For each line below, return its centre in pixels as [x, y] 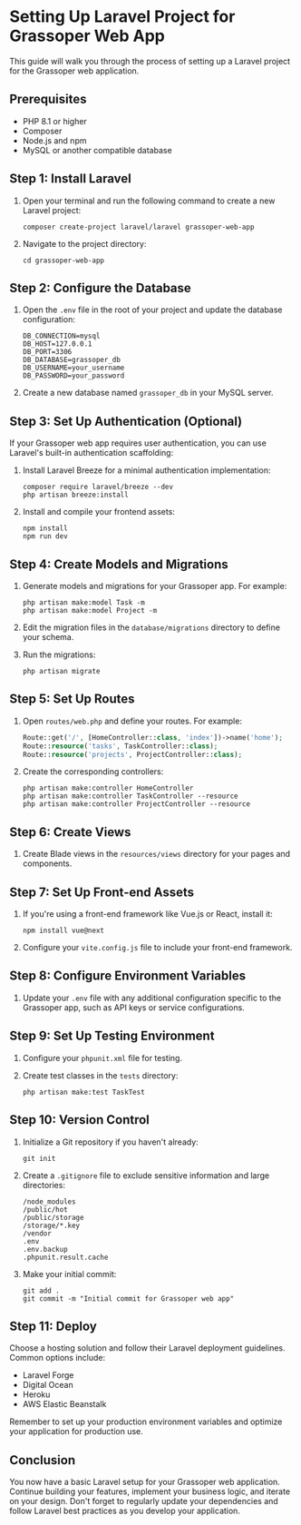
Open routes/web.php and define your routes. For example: [132, 721]
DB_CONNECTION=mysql [61, 336]
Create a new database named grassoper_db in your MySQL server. [148, 393]
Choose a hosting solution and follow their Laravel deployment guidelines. [147, 1348]
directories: [44, 1185]
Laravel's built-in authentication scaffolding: [92, 453]
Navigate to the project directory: [84, 243]
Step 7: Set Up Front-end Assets [102, 892]
